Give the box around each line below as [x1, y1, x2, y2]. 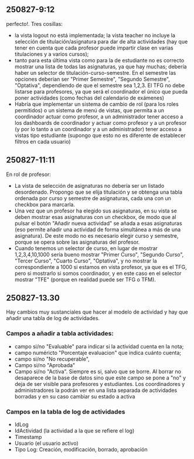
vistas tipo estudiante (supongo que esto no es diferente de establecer [14, 132, 186, 139]
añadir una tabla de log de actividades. [6, 315, 100, 322]
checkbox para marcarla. [14, 201, 75, 208]
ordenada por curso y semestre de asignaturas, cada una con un [14, 194, 172, 202]
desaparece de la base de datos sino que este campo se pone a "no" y [14, 374, 186, 381]
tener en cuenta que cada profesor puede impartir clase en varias [14, 44, 174, 51]
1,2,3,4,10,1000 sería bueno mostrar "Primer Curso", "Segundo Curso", [14, 251, 184, 258]
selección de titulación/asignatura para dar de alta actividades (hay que [14, 38, 188, 45]
